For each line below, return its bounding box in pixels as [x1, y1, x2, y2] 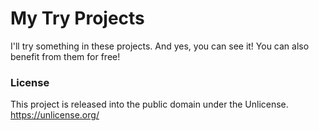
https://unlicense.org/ [10, 109, 100, 121]
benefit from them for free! [10, 50, 121, 62]
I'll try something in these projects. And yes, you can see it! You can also [10, 40, 310, 52]
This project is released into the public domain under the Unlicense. [10, 98, 289, 111]
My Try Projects [10, 7, 145, 30]
